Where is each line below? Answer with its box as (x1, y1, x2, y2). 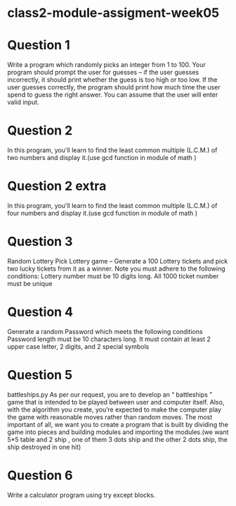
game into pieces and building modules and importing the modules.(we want (7, 428, 229, 436)
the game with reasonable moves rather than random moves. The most (7, 412, 213, 421)
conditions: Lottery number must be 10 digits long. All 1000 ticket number (7, 271, 219, 280)
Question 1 (7, 37, 70, 54)
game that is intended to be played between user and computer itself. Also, (7, 397, 225, 406)
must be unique (7, 279, 53, 288)
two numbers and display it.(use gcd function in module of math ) (7, 154, 197, 162)
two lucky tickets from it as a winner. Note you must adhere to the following (7, 264, 226, 273)
